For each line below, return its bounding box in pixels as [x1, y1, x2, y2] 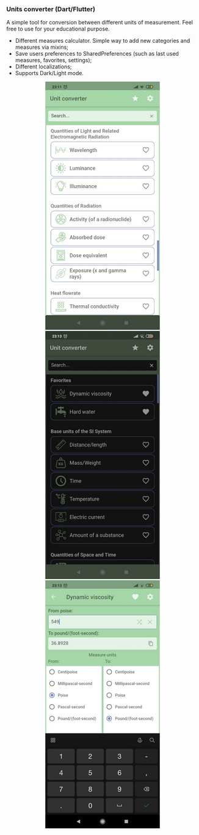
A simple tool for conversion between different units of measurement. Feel [6, 19, 194, 26]
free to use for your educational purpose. [6, 25, 110, 32]
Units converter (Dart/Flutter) [6, 5, 96, 13]
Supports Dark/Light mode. [15, 70, 84, 77]
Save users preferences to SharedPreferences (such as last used [15, 50, 179, 57]
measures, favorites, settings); [15, 57, 92, 64]
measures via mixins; [15, 43, 69, 51]
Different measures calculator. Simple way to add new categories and [15, 37, 190, 45]
